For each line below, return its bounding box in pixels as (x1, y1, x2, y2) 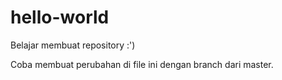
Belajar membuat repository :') (10, 39, 136, 51)
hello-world (10, 6, 110, 29)
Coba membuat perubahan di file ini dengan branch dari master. (10, 58, 274, 70)
